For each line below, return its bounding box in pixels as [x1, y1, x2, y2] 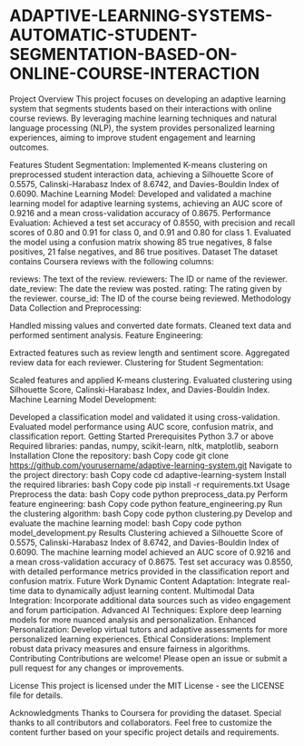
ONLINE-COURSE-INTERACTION [9, 64, 260, 85]
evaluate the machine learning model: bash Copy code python [9, 517, 242, 528]
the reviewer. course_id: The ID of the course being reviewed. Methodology [9, 293, 292, 303]
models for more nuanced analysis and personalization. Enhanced [9, 614, 257, 625]
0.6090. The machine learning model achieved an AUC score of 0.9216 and [9, 546, 291, 557]
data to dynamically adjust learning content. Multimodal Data [27, 585, 255, 596]
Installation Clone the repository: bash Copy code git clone [9, 450, 230, 461]
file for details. [9, 690, 64, 701]
